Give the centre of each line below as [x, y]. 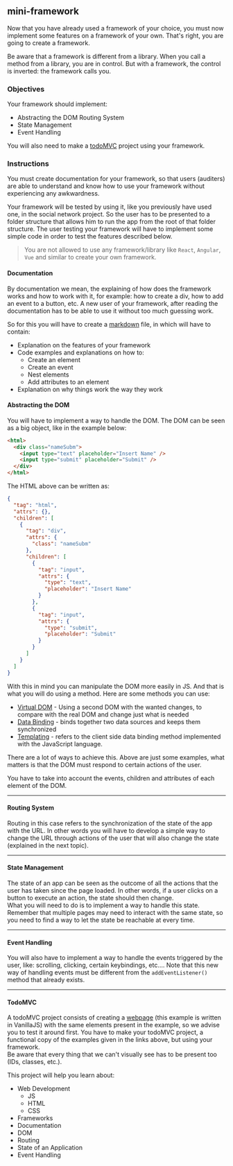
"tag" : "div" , [46, 531]
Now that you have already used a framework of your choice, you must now [115, 28]
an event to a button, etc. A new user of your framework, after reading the [113, 303]
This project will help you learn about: [61, 1075]
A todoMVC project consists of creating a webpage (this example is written [114, 1018]
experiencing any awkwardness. [53, 194]
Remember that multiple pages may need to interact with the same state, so [115, 912]
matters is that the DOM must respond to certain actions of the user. [105, 764]
